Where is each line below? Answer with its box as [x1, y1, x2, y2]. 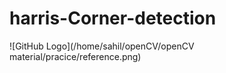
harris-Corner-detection [9, 7, 217, 30]
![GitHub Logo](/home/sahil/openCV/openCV [9, 40, 195, 52]
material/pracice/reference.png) [9, 50, 142, 62]
